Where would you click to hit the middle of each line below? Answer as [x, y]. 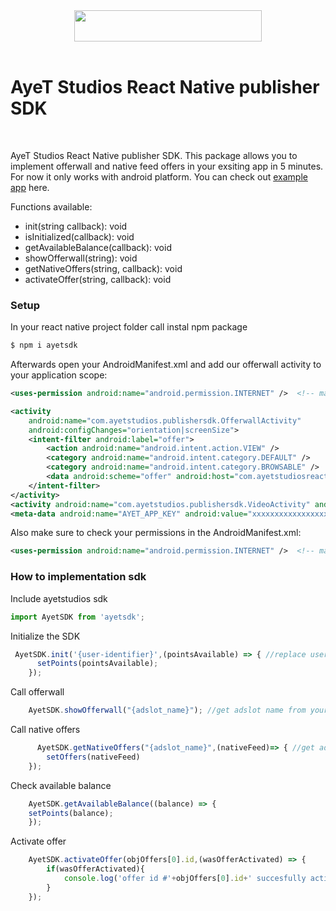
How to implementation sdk [78, 577]
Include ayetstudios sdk [59, 598]
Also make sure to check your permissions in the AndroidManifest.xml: [156, 533]
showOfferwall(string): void [81, 258]
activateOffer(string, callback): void [98, 279]
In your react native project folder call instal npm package [129, 327]
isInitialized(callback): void [79, 236]
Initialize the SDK [45, 636]
